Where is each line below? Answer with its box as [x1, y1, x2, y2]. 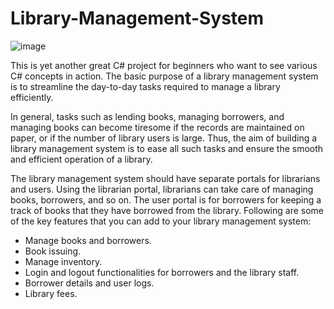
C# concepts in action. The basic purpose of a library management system [10, 70, 319, 82]
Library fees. [24, 287, 78, 299]
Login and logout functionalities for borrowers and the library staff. [24, 266, 300, 278]
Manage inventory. [24, 255, 103, 267]
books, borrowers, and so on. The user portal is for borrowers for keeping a [10, 193, 322, 206]
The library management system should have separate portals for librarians [10, 172, 321, 184]
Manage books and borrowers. [24, 234, 152, 246]
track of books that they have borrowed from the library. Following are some [10, 204, 324, 216]
